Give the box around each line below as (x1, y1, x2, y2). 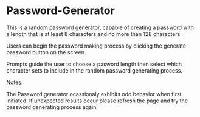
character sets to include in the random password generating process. (6, 66, 182, 74)
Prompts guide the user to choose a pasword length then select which (6, 60, 182, 68)
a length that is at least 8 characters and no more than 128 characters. (6, 30, 182, 37)
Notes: (6, 79, 23, 86)
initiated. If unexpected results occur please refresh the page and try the (6, 97, 188, 104)
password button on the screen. (6, 48, 86, 55)
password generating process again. (6, 103, 98, 110)
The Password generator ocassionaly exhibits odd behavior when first (6, 90, 182, 97)
